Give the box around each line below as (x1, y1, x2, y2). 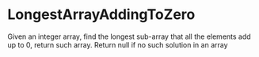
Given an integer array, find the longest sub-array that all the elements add (7, 32, 251, 41)
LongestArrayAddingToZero (7, 6, 196, 24)
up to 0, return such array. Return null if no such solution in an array (7, 40, 228, 49)
